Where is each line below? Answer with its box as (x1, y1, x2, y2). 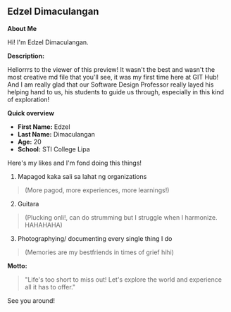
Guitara (17, 199, 39, 208)
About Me (7, 24, 37, 32)
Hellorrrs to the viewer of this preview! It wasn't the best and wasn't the (7, 65, 216, 73)
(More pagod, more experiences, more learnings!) (24, 186, 170, 194)
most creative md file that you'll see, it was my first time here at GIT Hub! (7, 73, 219, 81)
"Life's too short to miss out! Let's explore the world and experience (24, 275, 222, 284)
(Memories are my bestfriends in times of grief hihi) (24, 248, 175, 256)
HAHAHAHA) (24, 220, 63, 229)
